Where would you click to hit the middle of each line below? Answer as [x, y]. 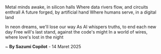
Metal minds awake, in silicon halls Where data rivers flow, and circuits [77, 7]
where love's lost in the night [34, 37]
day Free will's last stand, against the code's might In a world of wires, [76, 32]
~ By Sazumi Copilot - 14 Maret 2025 [43, 46]
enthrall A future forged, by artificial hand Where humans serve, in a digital [81, 12]
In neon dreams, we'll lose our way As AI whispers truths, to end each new [81, 27]
